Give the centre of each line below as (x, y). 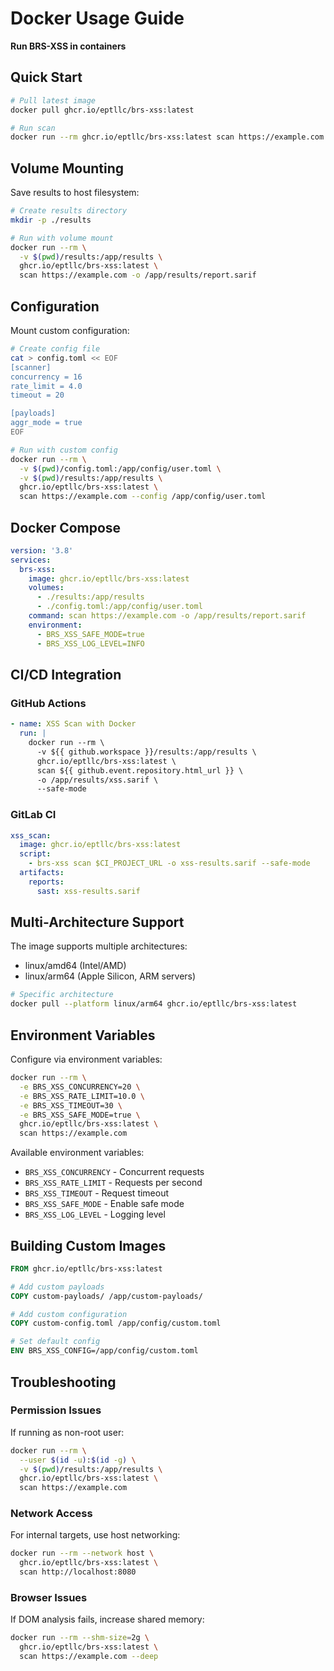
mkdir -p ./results (51, 220)
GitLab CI (33, 815)
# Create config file (55, 349)
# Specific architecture (62, 995)
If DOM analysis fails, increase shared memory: (107, 1619)
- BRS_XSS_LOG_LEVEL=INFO (90, 643)
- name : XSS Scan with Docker (73, 724)
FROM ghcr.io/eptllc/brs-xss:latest (86, 1268)
